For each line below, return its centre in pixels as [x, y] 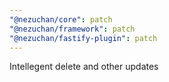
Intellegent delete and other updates [84, 67]
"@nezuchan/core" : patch [61, 19]
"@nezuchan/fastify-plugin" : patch [83, 38]
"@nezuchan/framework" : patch [72, 29]
